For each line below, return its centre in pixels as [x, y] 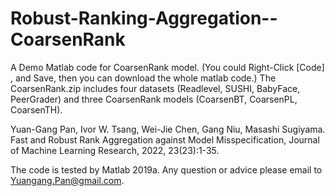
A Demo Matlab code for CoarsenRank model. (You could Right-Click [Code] [167, 67]
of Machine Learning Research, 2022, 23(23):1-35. [115, 150]
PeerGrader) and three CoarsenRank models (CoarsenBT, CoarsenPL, [154, 99]
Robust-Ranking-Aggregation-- [144, 18]
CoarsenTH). [36, 109]
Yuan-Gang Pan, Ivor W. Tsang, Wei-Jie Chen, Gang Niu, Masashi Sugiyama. [168, 129]
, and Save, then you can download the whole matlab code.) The [143, 78]
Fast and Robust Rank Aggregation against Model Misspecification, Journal [165, 139]
